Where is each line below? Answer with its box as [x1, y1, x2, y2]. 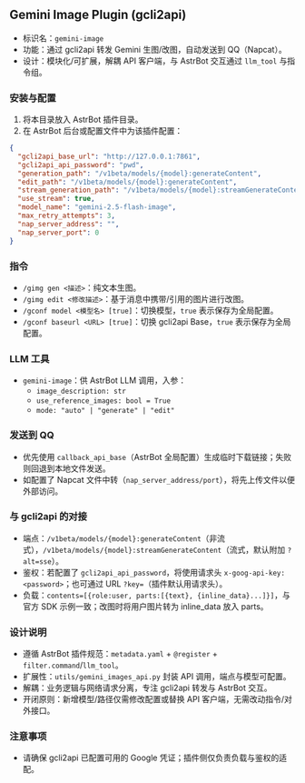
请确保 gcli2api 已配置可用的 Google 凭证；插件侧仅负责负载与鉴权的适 [22, 752, 288, 763]
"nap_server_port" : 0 [17, 227, 100, 237]
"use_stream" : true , [17, 195, 95, 204]
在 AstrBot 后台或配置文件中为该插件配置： [22, 125, 183, 136]
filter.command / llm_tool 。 [22, 659, 124, 671]
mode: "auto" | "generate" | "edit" [35, 407, 175, 416]
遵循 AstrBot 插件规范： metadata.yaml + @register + [22, 648, 218, 659]
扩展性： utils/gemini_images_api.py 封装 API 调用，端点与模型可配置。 [22, 671, 292, 682]
